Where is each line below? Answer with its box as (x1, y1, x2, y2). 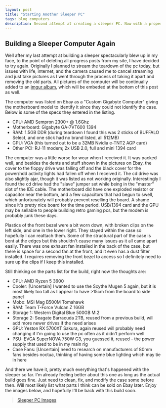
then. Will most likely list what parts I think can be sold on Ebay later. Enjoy (5, 382, 157, 388)
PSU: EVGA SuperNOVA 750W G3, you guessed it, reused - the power (12, 336, 155, 342)
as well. (5, 90, 21, 95)
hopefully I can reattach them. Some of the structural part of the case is (5, 233, 151, 239)
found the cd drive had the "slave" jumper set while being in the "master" (5, 181, 154, 187)
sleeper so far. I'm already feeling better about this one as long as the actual (5, 372, 160, 378)
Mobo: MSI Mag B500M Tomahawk (12, 299, 84, 305)
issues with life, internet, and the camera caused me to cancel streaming (5, 68, 153, 74)
